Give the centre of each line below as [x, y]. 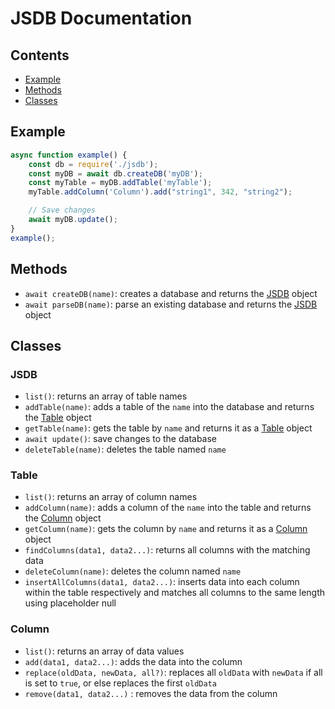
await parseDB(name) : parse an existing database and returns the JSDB [171, 304]
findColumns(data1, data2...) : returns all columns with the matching [167, 550]
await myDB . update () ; [73, 220]
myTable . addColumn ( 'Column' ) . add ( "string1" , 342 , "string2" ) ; [160, 192]
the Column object [63, 518]
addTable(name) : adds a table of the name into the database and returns [169, 407]
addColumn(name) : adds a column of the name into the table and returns [168, 508]
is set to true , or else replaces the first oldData [120, 683]
